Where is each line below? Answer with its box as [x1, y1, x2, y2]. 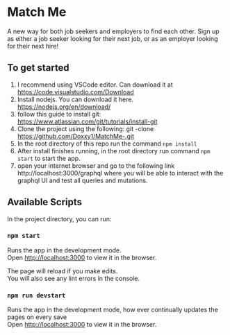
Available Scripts [7, 196, 82, 208]
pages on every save [7, 313, 67, 321]
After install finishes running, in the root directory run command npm [17, 146, 211, 155]
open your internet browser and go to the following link [17, 161, 175, 170]
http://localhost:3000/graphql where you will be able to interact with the [17, 169, 224, 177]
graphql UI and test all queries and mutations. [17, 176, 148, 184]
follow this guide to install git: [17, 110, 101, 118]
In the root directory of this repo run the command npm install [17, 139, 197, 148]
